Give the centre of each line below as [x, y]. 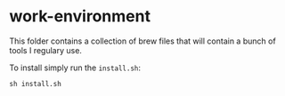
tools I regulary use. [46, 50]
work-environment [80, 16]
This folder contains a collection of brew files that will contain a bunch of [142, 41]
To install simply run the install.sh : [75, 68]
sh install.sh [36, 84]
